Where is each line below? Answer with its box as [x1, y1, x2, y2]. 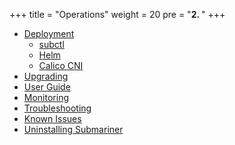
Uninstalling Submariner [23, 124, 124, 135]
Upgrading [23, 70, 69, 82]
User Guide [23, 81, 71, 93]
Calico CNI [38, 60, 84, 71]
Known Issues [23, 113, 82, 124]
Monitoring [23, 92, 69, 103]
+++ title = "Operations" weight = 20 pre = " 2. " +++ [9, 9, 226, 20]
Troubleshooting [23, 102, 92, 114]
